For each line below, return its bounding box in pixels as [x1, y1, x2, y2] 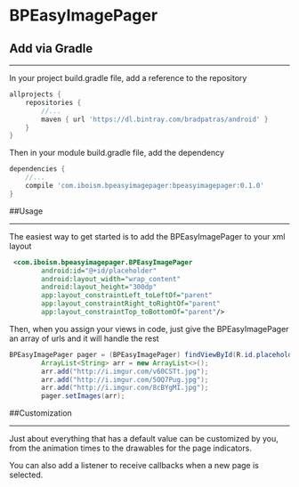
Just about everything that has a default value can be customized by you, [9, 434, 279, 444]
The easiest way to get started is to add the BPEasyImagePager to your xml [9, 231, 286, 241]
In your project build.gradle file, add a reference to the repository [9, 73, 247, 83]
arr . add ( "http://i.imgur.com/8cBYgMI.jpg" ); [41, 384, 209, 393]
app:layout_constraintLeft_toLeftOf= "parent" [41, 291, 214, 300]
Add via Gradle [9, 41, 93, 56]
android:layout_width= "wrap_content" [41, 274, 181, 283]
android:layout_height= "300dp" [41, 282, 158, 292]
